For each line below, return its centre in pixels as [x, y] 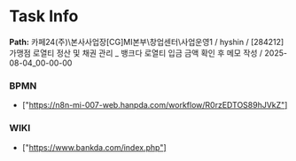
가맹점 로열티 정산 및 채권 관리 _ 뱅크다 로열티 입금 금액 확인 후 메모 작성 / [136, 53]
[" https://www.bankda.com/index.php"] [94, 147]
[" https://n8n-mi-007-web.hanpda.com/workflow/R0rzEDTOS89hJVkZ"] [155, 105]
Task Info [44, 16]
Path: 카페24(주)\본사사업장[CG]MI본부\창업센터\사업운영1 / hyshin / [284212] [147, 42]
